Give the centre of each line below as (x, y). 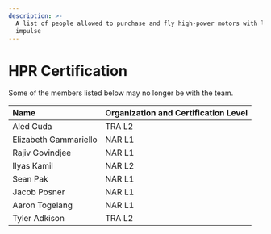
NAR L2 (119, 166)
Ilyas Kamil (33, 166)
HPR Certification (68, 71)
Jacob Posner (39, 192)
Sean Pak (30, 179)
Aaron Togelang (43, 205)
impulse (29, 31)
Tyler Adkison (38, 219)
